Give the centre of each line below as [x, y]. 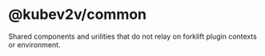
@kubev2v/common [77, 15]
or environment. [35, 44]
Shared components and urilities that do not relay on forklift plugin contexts [133, 36]
